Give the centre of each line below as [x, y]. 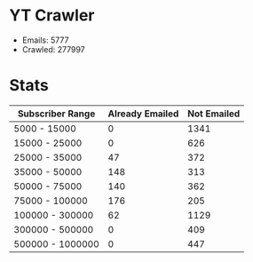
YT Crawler [52, 16]
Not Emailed [214, 114]
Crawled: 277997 [54, 49]
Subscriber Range [56, 114]
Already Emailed [143, 114]
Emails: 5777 [45, 40]
